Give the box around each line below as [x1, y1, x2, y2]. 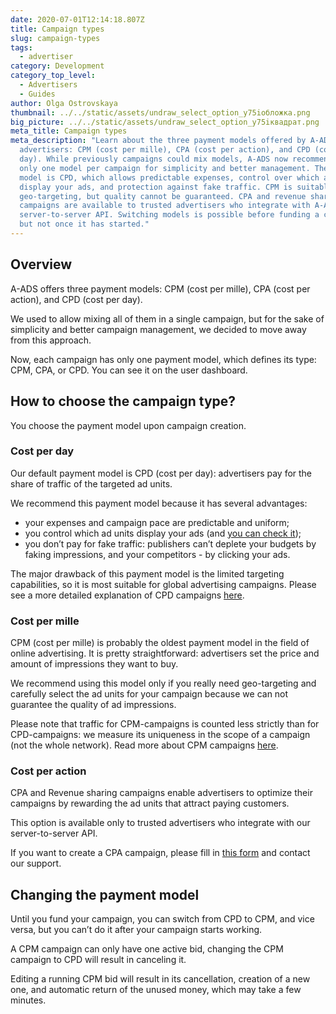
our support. [10, 857, 62, 870]
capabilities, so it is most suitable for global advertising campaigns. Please [10, 578, 317, 590]
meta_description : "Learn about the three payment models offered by [10, 136, 307, 146]
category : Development [10, 61, 105, 71]
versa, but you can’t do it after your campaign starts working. [10, 924, 263, 936]
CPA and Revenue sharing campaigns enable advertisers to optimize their [10, 787, 313, 799]
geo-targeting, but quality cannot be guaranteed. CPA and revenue [19, 191, 307, 201]
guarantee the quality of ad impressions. [10, 699, 177, 711]
